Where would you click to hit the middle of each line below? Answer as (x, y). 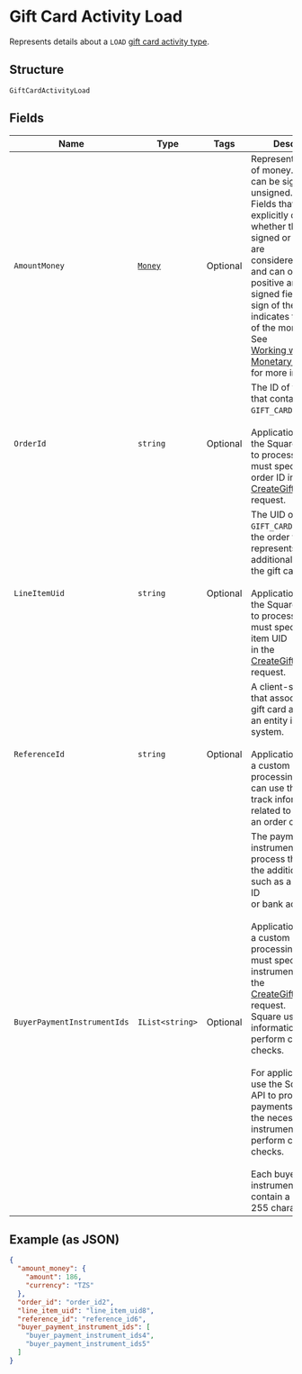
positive (268, 283)
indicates (271, 316)
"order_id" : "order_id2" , (66, 1302)
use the (267, 1084)
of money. (272, 170)
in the (263, 649)
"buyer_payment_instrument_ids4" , (90, 1336)
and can (268, 271)
